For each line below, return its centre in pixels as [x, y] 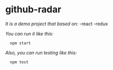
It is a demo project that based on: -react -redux [57, 24]
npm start [20, 43]
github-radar [33, 10]
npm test [19, 62]
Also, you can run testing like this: [41, 52]
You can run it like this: [30, 33]
